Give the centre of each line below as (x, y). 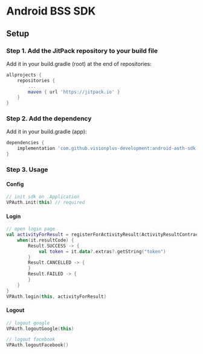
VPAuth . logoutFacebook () (37, 345)
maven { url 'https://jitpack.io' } (74, 92)
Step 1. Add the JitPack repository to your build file (82, 51)
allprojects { (24, 75)
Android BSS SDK (51, 11)
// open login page (31, 229)
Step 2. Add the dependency (49, 119)
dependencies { (25, 143)
